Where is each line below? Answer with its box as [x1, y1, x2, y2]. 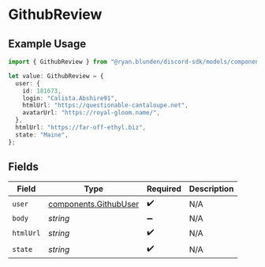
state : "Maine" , [15, 130, 69, 139]
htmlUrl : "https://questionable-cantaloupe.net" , [22, 101, 189, 110]
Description [188, 183, 234, 194]
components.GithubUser [48, 198, 140, 209]
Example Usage [8, 37, 87, 51]
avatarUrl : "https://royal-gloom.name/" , [22, 109, 160, 117]
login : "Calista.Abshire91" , [22, 94, 118, 102]
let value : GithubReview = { [8, 72, 104, 80]
